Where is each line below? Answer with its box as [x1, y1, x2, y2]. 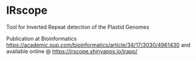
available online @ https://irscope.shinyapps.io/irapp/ [6, 47, 137, 54]
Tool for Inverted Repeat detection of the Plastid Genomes [6, 23, 149, 30]
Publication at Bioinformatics [6, 35, 77, 42]
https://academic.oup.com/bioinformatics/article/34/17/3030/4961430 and [6, 41, 191, 48]
